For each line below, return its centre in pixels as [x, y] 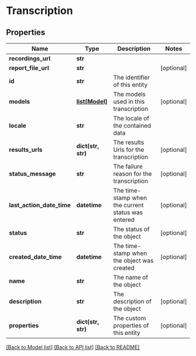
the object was [134, 261]
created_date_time [36, 257]
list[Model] [92, 102]
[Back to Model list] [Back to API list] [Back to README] [73, 347]
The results [129, 142]
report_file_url [29, 68]
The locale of [132, 118]
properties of [131, 325]
